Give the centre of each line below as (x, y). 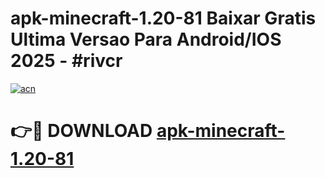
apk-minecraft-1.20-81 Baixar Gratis (163, 18)
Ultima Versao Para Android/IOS (146, 39)
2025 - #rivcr (66, 61)
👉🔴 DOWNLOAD (81, 131)
